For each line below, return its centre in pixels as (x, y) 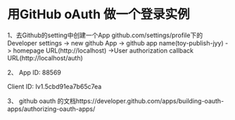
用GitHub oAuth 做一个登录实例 (99, 14)
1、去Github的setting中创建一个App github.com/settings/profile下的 (105, 35)
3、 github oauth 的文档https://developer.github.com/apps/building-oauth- (116, 101)
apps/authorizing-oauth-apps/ (51, 109)
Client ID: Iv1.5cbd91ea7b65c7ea (55, 86)
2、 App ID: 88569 (34, 72)
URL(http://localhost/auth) (45, 58)
